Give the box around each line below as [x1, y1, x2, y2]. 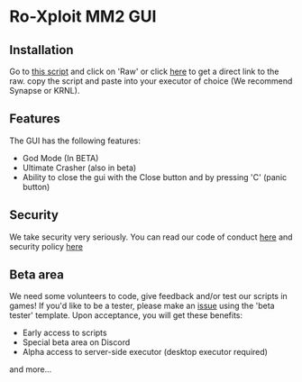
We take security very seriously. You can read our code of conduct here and [9, 232, 293, 242]
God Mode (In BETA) [22, 152, 99, 163]
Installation [9, 42, 74, 58]
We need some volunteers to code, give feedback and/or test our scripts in [9, 291, 288, 302]
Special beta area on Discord [22, 337, 131, 348]
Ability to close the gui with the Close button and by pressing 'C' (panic [22, 171, 288, 182]
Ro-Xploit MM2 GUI [9, 6, 157, 27]
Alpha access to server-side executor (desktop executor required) [22, 347, 269, 358]
